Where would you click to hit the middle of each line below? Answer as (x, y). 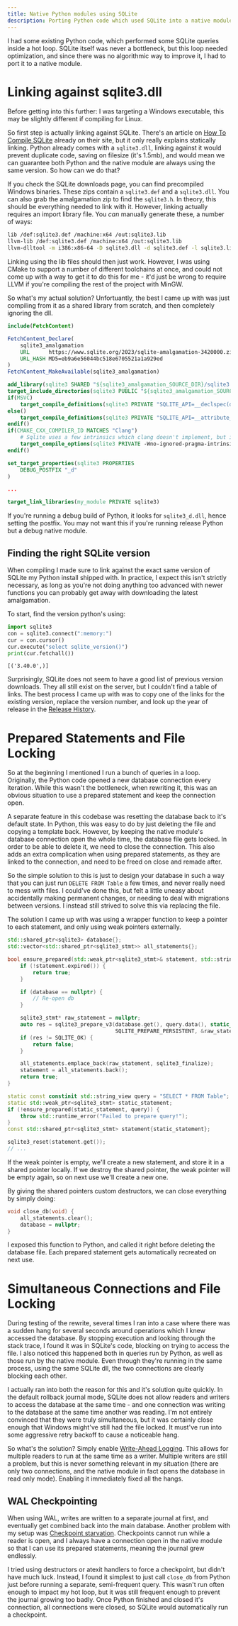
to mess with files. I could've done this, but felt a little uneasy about (106, 891)
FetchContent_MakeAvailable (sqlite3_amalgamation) (84, 372)
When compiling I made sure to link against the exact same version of (109, 570)
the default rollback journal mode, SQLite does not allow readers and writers (119, 1397)
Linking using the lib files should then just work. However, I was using (109, 262)
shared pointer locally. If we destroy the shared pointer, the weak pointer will (119, 1169)
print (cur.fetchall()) (41, 653)
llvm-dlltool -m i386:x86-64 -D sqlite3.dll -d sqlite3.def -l (103, 248)
